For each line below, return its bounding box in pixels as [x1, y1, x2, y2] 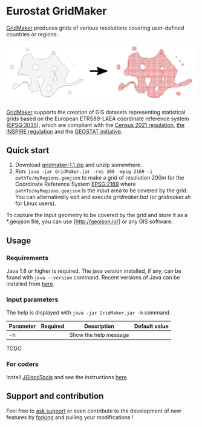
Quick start [6, 145, 50, 155]
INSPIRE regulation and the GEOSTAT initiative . [6, 128, 123, 135]
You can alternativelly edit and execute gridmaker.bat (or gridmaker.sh [15, 194, 191, 201]
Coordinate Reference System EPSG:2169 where [15, 180, 136, 188]
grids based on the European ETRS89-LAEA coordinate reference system [6, 115, 189, 122]
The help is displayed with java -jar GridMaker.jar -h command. [6, 309, 171, 316]
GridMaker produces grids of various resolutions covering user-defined [6, 24, 184, 31]
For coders [6, 360, 39, 368]
